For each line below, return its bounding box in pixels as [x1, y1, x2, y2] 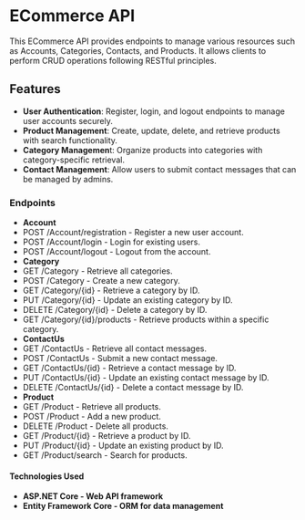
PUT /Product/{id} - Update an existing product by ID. [22, 440, 225, 452]
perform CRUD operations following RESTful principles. [9, 55, 217, 66]
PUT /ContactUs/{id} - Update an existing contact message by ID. [22, 372, 270, 383]
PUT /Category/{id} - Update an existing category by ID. [22, 295, 234, 306]
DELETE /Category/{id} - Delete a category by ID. [22, 305, 208, 316]
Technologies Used [9, 471, 85, 482]
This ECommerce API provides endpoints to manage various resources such [9, 36, 296, 47]
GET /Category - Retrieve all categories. [22, 265, 173, 276]
